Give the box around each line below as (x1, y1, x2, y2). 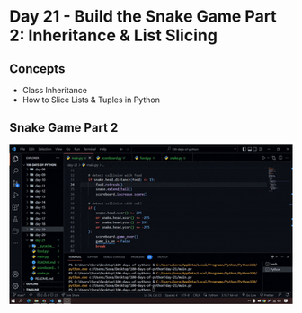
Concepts (9, 61, 66, 76)
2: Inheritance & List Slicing (9, 25, 218, 46)
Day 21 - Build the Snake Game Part (9, 6, 277, 27)
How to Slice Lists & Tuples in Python (22, 94, 160, 105)
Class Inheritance (22, 85, 88, 95)
